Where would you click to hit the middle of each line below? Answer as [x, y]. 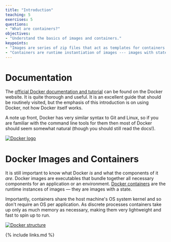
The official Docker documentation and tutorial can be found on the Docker [84, 92]
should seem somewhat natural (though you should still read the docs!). [80, 129]
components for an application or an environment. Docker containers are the [85, 184]
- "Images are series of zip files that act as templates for [73, 48]
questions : [17, 24]
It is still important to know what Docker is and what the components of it [82, 173]
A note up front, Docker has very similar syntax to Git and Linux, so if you [82, 118]
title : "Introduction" [29, 10]
